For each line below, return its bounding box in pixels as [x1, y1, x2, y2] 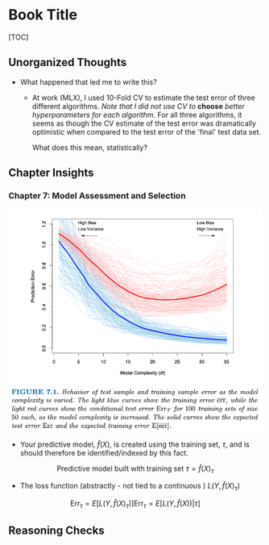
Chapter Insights [8, 166, 94, 180]
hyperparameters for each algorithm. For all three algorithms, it [31, 110, 242, 119]
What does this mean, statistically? [31, 143, 147, 152]
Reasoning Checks [8, 524, 105, 538]
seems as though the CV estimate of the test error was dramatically [31, 119, 256, 128]
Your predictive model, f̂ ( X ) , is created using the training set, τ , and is [19, 439, 250, 449]
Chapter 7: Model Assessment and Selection [8, 190, 187, 202]
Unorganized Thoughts [8, 56, 127, 69]
